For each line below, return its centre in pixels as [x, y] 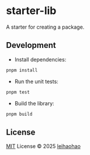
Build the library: [34, 103]
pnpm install [22, 70]
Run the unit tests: [36, 81]
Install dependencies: [40, 59]
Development [31, 45]
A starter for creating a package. [45, 27]
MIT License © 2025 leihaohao [43, 146]
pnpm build [19, 114]
